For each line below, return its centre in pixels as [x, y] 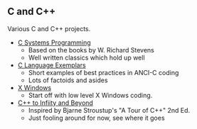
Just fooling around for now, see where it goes [96, 118]
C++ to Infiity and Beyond [55, 103]
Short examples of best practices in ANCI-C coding [103, 72]
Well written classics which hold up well [86, 57]
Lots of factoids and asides [68, 80]
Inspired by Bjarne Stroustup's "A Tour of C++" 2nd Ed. [109, 110]
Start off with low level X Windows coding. [90, 95]
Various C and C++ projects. [49, 28]
